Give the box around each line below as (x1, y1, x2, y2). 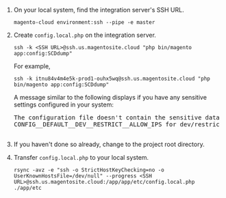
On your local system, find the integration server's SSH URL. (13, 6, 184, 14)
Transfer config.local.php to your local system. (13, 154, 149, 161)
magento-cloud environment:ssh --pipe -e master (13, 19, 155, 26)
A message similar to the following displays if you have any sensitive (13, 94, 208, 101)
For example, (13, 62, 51, 70)
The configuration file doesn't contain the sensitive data (13, 114, 221, 122)
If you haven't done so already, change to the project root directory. (13, 140, 205, 148)
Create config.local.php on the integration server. (13, 31, 156, 39)
